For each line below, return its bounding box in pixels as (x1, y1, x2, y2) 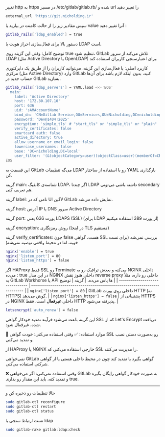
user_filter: (14, 153, 41, 158)
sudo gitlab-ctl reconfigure (5, 400, 65, 405)
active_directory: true (14, 135, 63, 140)
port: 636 (14, 103, 35, 108)
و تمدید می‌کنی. (5, 337, 34, 343)
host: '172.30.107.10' (14, 99, 61, 103)
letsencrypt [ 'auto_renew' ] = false (5, 308, 78, 313)
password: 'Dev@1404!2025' (14, 117, 70, 122)
